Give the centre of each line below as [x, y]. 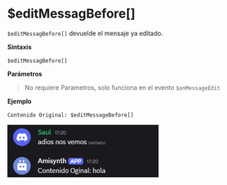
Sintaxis [19, 47]
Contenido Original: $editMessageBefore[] [70, 115]
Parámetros [25, 73]
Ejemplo [19, 101]
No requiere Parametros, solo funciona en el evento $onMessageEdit [122, 88]
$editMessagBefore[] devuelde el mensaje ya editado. [85, 33]
